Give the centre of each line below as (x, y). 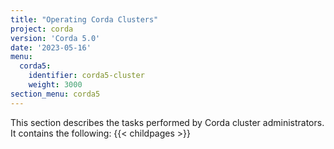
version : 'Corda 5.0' (55, 38)
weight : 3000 (55, 85)
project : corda (42, 29)
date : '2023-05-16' (51, 47)
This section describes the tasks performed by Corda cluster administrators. (167, 122)
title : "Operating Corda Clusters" (84, 19)
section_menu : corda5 (55, 94)
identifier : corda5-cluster (86, 76)
